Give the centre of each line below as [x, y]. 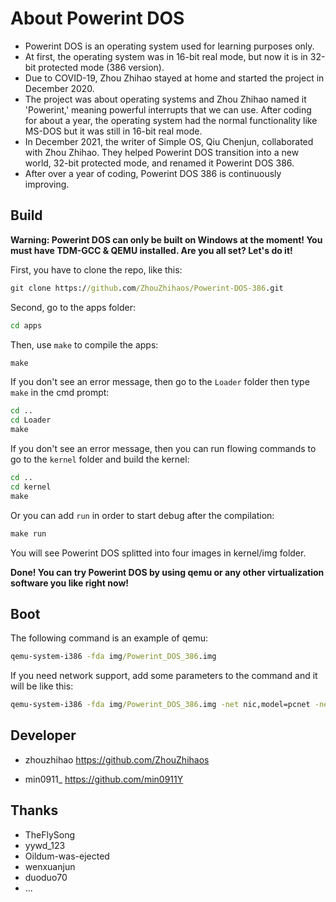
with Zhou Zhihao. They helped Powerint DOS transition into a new [162, 152]
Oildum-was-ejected [67, 856]
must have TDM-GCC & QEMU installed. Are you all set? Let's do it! [151, 250]
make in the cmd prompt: [60, 393]
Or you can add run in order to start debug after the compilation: [142, 515]
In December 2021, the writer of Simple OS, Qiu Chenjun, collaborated [169, 141]
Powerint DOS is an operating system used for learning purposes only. [169, 46]
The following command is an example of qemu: [109, 638]
